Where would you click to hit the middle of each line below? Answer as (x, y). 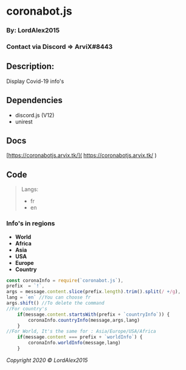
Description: (30, 66)
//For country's (27, 309)
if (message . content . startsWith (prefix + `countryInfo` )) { (94, 314)
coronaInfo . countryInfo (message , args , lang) (84, 320)
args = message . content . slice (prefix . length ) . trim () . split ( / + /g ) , (94, 292)
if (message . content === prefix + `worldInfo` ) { (80, 337)
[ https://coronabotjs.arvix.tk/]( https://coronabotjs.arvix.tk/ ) (81, 155)
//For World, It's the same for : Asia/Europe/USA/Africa (81, 332)
